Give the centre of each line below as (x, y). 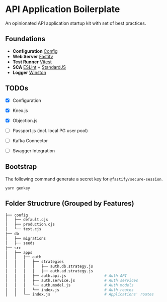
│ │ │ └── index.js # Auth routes (70, 290)
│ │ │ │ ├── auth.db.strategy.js (49, 267)
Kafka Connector (30, 140)
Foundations (25, 39)
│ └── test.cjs (23, 229)
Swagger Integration (34, 150)
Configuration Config (35, 51)
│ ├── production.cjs (30, 225)
